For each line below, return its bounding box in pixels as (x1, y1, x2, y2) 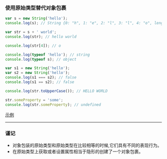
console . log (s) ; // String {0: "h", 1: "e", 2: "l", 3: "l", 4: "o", (5, 21, 153, 26)
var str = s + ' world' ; (5, 30, 57, 35)
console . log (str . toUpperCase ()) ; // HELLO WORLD (5, 88, 108, 93)
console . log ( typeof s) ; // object (5, 57, 77, 62)
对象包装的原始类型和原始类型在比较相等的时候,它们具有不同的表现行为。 (12, 142, 162, 148)
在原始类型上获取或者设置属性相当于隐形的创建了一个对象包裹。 (12, 148, 143, 155)
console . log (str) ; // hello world (5, 34, 77, 39)
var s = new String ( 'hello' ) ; (5, 16, 68, 21)
